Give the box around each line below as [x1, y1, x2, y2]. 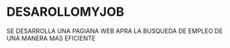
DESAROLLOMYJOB [6, 4, 124, 20]
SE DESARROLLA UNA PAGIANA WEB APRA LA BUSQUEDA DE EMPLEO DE [6, 27, 223, 35]
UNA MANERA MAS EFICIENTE [6, 34, 96, 42]
